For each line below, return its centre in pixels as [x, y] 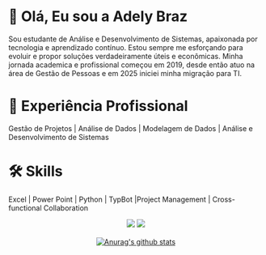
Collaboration [66, 208]
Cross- [224, 199]
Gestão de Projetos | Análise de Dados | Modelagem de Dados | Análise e [131, 128]
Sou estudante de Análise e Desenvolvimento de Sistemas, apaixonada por [133, 39]
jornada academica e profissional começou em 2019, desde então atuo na [132, 65]
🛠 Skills [36, 171]
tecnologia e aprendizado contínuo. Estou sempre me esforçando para [126, 47]
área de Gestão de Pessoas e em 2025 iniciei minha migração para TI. [125, 73]
